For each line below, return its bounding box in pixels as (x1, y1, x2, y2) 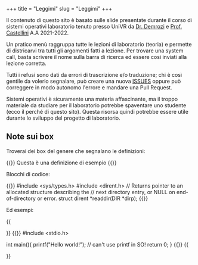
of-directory (6, 195, 36, 202)
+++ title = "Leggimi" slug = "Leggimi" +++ (6, 5, 113, 12)
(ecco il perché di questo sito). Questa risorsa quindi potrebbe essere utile (6, 108, 189, 115)
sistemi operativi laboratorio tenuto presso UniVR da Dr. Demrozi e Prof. (6, 23, 182, 30)
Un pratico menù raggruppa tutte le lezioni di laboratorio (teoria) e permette (6, 41, 192, 48)
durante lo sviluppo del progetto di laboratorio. (6, 114, 120, 121)
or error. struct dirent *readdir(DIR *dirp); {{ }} (36, 195, 148, 202)
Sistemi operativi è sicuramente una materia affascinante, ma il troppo (6, 95, 178, 102)
